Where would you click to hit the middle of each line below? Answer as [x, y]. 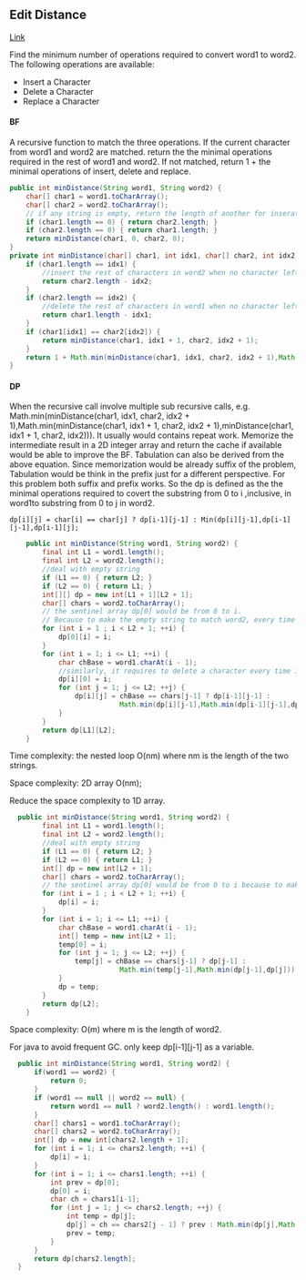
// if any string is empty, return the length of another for [146, 213]
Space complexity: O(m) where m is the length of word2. [116, 1030]
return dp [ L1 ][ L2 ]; [79, 730]
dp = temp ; [79, 987]
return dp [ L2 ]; [71, 1004]
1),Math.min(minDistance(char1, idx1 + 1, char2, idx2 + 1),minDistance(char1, [152, 426]
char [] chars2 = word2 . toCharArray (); [107, 1132]
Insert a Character [56, 82]
